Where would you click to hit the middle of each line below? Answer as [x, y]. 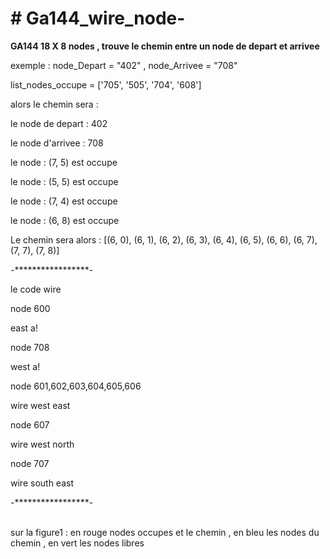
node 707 [30, 463]
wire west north [42, 444]
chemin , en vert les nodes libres [77, 543]
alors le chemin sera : [54, 104]
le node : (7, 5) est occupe [64, 162]
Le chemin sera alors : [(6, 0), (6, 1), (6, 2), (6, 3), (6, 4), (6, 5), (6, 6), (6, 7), [164, 239]
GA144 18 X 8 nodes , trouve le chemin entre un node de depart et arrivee [165, 46]
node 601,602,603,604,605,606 [76, 386]
